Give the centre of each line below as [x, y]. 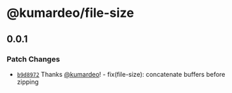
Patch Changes [33, 59]
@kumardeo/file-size [71, 13]
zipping [28, 82]
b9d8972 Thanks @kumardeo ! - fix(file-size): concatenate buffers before [121, 74]
